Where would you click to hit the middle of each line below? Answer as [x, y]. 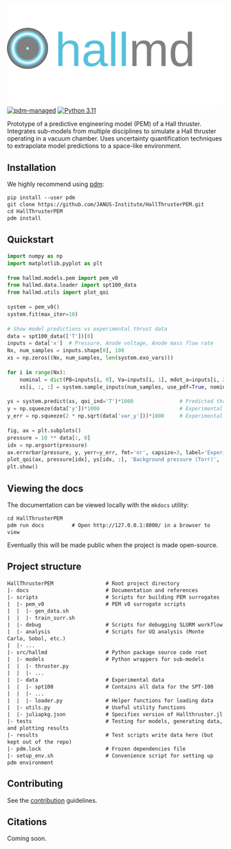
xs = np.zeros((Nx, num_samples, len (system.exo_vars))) [90, 358]
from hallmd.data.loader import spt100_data [72, 285]
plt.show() [23, 467]
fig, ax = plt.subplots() [44, 430]
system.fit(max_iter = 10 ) [43, 314]
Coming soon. [27, 839]
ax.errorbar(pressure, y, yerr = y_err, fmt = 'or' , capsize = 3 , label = [106, 452]
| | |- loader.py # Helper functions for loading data [110, 700]
